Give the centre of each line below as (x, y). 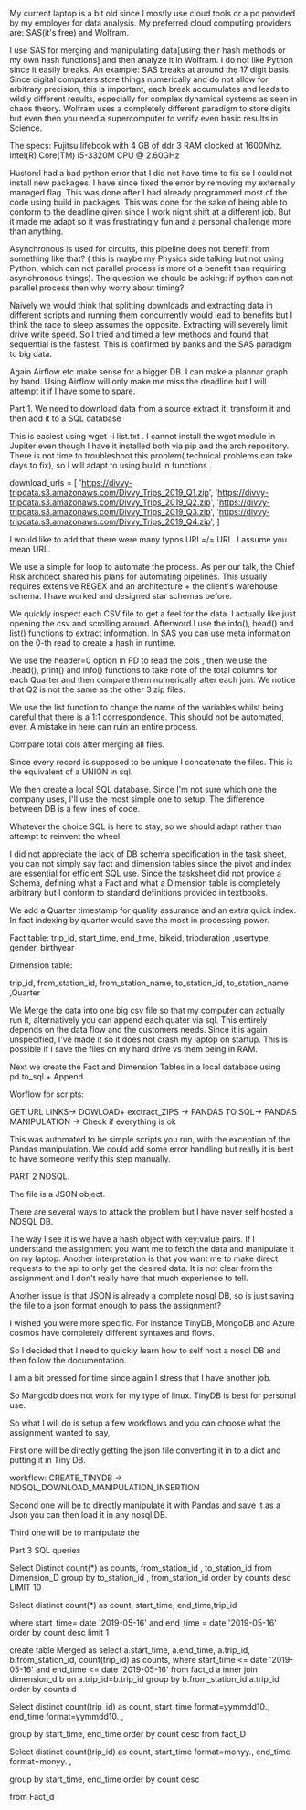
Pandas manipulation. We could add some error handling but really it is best (152, 1149)
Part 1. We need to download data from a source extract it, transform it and (150, 409)
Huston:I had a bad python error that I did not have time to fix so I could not (151, 173)
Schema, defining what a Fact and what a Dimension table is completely (145, 883)
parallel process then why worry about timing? (97, 288)
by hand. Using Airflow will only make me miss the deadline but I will (138, 381)
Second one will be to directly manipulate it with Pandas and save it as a (145, 1505)
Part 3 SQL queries (45, 1550)
